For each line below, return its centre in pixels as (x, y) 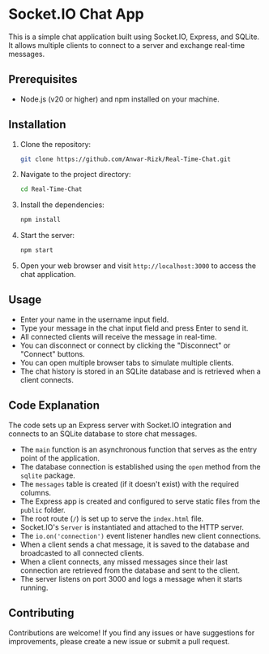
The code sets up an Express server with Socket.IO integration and (120, 425)
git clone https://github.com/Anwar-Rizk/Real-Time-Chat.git (126, 159)
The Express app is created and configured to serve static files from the (140, 501)
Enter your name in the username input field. (94, 319)
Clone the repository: (56, 144)
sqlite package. (47, 475)
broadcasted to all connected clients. (82, 552)
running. (34, 587)
